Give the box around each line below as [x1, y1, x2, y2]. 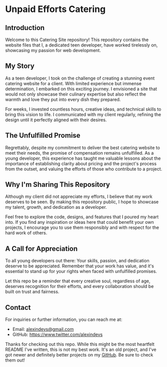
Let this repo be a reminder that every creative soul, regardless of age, [5, 278, 150, 284]
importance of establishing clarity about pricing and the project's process [5, 160, 156, 166]
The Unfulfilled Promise [5, 131, 81, 140]
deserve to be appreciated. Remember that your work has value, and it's [5, 263, 154, 269]
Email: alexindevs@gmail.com [12, 326, 74, 332]
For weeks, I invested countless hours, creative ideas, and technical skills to [5, 106, 161, 112]
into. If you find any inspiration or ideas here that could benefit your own [5, 219, 154, 225]
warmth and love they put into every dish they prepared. [5, 96, 121, 102]
